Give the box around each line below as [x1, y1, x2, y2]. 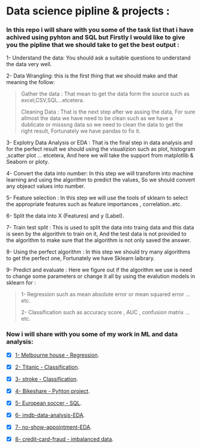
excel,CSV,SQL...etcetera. [20, 97, 85, 104]
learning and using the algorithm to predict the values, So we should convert [6, 176, 196, 184]
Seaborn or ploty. [6, 158, 49, 166]
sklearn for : [6, 279, 36, 286]
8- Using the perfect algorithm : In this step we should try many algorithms [6, 248, 191, 256]
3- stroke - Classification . [14, 375, 78, 383]
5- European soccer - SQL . [14, 399, 82, 407]
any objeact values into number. [6, 183, 85, 190]
